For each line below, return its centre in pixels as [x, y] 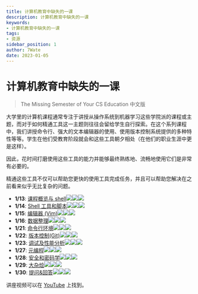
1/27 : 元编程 [29, 250]
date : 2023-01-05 [27, 55]
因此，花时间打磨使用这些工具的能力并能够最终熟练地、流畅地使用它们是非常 [99, 159]
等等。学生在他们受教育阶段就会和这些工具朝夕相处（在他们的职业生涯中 [99, 139]
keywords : [18, 22]
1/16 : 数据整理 [32, 220]
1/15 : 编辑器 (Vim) [36, 213]
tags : [13, 34]
